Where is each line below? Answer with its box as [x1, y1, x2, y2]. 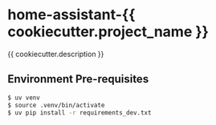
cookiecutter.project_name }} [7, 22, 210, 41]
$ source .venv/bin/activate [7, 101, 105, 109]
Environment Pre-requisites [7, 72, 149, 86]
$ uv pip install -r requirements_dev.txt [7, 108, 152, 117]
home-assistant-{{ [7, 6, 136, 24]
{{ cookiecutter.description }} [7, 49, 104, 58]
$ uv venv [7, 94, 41, 102]
